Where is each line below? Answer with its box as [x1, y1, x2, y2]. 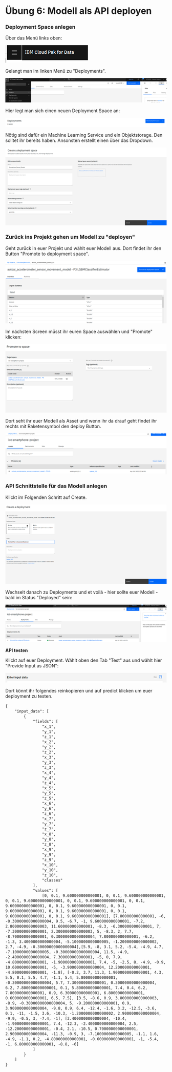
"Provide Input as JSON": [5, 663, 59, 669]
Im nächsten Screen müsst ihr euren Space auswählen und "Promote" [5, 328, 153, 334]
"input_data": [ [14, 708, 50, 714]
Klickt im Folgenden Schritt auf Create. [5, 494, 87, 500]
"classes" [41, 877, 63, 883]
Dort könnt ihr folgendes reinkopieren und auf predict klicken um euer [5, 687, 153, 693]
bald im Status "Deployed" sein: [5, 595, 73, 601]
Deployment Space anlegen [5, 24, 76, 31]
